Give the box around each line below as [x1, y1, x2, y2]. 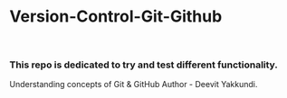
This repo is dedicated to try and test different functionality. [9, 58, 279, 71]
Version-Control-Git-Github [9, 6, 223, 27]
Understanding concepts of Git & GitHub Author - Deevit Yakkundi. [9, 79, 258, 90]
